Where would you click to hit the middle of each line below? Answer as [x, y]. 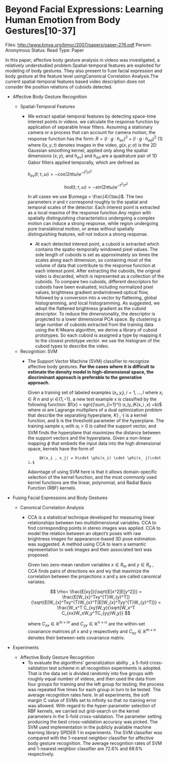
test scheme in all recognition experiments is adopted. [105, 668]
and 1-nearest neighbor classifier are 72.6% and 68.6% [85, 749]
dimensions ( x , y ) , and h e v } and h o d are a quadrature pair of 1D [92, 156]
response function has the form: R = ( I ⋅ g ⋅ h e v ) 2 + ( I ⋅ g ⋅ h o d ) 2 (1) [95, 139]
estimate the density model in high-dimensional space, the [91, 372]
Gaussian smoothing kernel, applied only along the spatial [88, 151]
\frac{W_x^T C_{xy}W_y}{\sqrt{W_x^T [96, 608]
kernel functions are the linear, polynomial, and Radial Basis [90, 482]
